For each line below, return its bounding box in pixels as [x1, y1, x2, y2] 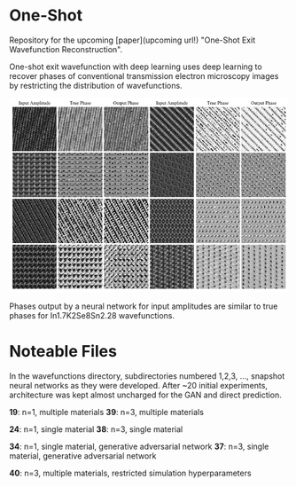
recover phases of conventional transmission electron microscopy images [9, 70, 279, 81]
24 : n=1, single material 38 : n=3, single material [9, 423, 183, 435]
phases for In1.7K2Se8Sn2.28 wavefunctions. [9, 310, 175, 320]
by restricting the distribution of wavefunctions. [9, 80, 183, 90]
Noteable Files [9, 341, 118, 361]
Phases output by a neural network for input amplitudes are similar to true [9, 301, 278, 311]
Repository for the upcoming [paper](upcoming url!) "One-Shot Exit [9, 35, 255, 45]
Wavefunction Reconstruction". [9, 43, 122, 54]
